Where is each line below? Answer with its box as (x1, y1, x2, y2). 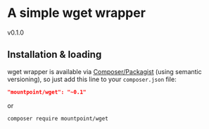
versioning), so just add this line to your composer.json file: (7, 75, 177, 83)
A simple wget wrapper (7, 5, 146, 21)
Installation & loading (7, 49, 102, 61)
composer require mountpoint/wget (7, 115, 109, 122)
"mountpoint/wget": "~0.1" (7, 88, 87, 96)
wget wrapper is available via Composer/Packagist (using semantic (7, 67, 202, 75)
